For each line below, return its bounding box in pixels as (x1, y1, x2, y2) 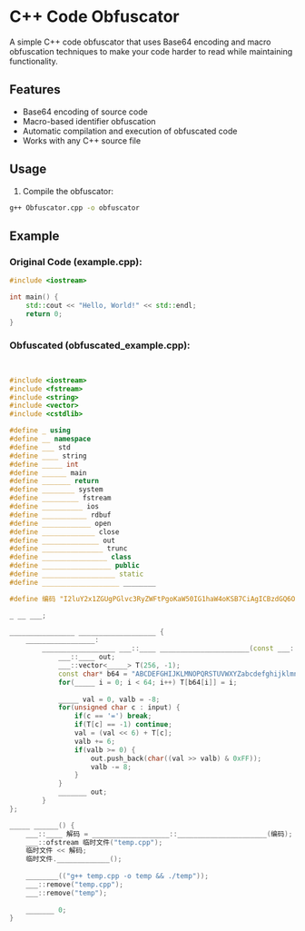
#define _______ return (9, 477, 100, 486)
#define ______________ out (9, 536, 116, 545)
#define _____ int (9, 460, 79, 469)
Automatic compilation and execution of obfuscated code (22, 125, 238, 136)
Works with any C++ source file (22, 134, 142, 146)
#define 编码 (9, 594, 56, 603)
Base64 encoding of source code (22, 106, 148, 117)
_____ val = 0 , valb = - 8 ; (57, 695, 161, 704)
